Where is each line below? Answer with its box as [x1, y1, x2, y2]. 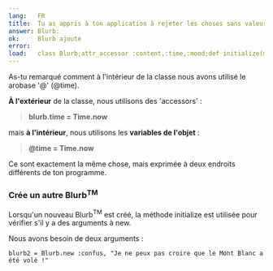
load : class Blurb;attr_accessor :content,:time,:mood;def [8, 49, 220, 58]
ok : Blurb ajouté [8, 34, 82, 43]
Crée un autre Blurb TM [8, 187, 99, 201]
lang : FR [8, 11, 45, 20]
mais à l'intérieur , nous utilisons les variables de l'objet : [8, 127, 201, 137]
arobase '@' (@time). [8, 80, 80, 90]
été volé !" [8, 256, 49, 265]
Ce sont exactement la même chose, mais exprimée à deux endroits [8, 159, 236, 169]
